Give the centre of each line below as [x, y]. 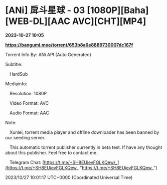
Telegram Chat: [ [27, 162]
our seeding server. [25, 137]
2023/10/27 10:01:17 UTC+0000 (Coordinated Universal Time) [69, 177]
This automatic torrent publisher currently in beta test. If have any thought [86, 147]
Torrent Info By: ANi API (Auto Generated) [48, 54]
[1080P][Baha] [118, 10]
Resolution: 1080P [28, 93]
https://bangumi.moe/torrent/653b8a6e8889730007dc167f [69, 45]
